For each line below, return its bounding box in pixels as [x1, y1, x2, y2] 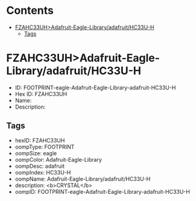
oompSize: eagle [14, 149, 57, 157]
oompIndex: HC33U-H [14, 168, 71, 176]
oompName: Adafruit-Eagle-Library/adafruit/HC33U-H [14, 175, 151, 182]
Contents [6, 4, 54, 18]
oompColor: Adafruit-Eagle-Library [14, 156, 103, 163]
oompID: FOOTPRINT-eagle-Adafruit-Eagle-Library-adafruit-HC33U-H [14, 188, 190, 195]
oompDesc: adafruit [14, 162, 65, 170]
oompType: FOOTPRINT [14, 143, 75, 150]
